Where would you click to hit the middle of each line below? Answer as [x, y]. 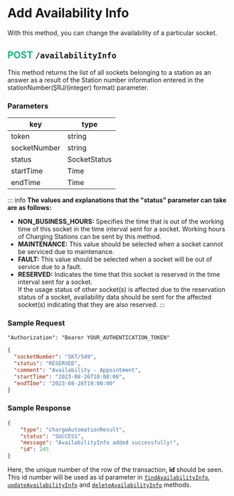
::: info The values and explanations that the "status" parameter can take [117, 200]
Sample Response [39, 408]
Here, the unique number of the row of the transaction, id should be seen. [116, 470]
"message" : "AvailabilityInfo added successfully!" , [100, 443]
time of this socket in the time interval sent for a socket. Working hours [121, 229]
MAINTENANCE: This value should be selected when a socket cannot [120, 244]
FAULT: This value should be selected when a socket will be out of [115, 259]
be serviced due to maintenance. [66, 252]
